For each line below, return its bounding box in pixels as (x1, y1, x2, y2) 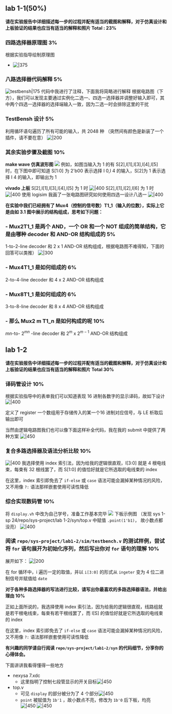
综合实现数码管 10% (5, 498, 55, 505)
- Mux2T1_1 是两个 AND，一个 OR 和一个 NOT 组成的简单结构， (5, 223, 161, 230)
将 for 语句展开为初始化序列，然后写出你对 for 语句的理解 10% (5, 545, 160, 552)
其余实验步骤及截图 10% (5, 149, 65, 156)
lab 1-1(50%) (5, 4, 47, 13)
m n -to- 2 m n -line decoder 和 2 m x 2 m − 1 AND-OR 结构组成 (5, 329, 128, 336)
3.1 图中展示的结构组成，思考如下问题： (19, 209, 103, 215)
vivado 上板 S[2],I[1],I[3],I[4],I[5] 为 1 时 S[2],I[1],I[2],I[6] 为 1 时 (5, 185, 154, 191)
